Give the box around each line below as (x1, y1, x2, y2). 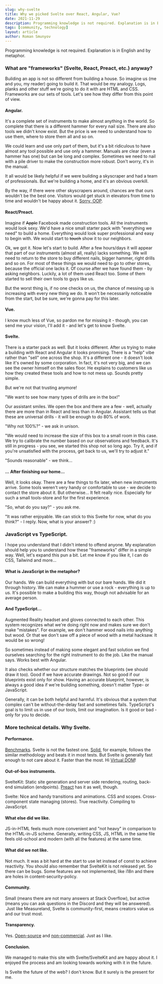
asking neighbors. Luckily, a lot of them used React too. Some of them (5, 270, 146, 277)
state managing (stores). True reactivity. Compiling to (29, 799, 135, 804)
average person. (5, 595, 38, 601)
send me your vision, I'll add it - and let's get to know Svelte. (5, 322, 126, 328)
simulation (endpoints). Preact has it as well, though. (14, 784, 119, 790)
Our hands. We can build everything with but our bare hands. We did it (5, 579, 146, 585)
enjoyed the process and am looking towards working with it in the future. (5, 960, 152, 966)
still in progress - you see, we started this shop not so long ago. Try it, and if (5, 443, 158, 449)
